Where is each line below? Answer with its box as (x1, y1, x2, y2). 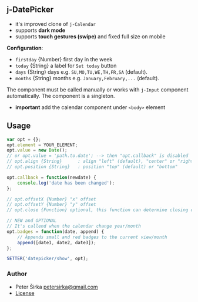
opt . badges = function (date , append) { (6, 228, 105, 235)
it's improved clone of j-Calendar (15, 20, 96, 27)
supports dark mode (15, 27, 66, 34)
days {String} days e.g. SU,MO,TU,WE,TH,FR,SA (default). (15, 68, 147, 75)
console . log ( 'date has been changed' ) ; (17, 180, 115, 186)
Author (6, 270, 28, 278)
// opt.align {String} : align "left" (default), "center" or (6, 159, 176, 165)
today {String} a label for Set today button (15, 62, 117, 69)
